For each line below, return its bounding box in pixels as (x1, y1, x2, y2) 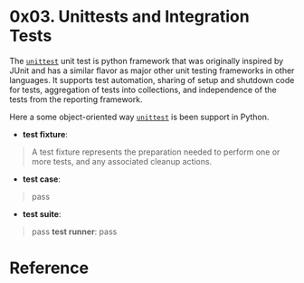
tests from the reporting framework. (9, 93, 143, 105)
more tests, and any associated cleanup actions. (31, 156, 213, 166)
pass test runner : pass (31, 226, 118, 237)
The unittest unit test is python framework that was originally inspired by (9, 55, 284, 66)
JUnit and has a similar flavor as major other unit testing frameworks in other (9, 65, 295, 76)
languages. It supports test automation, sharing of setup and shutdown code (9, 74, 295, 85)
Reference (9, 258, 89, 278)
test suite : (22, 208, 62, 219)
